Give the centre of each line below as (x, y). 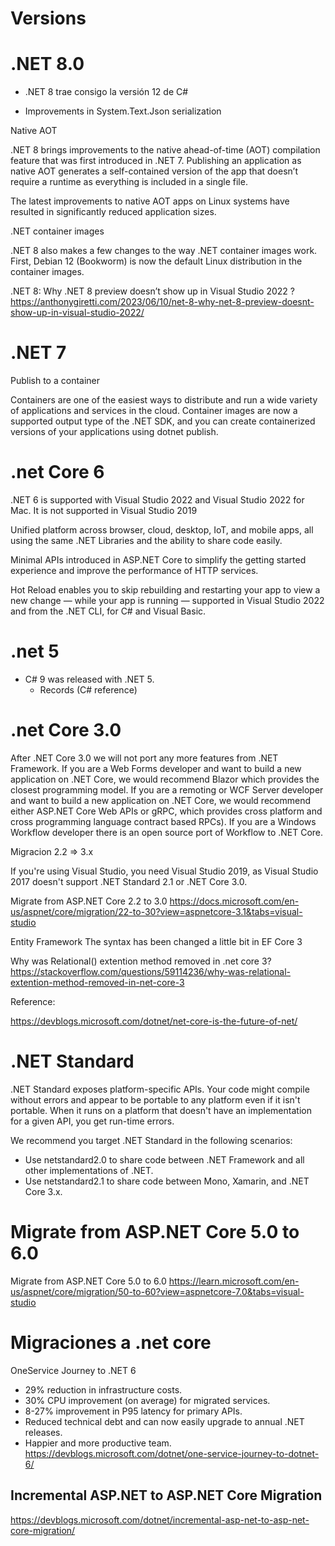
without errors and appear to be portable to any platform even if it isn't (155, 1099)
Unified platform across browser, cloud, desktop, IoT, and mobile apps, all (162, 530)
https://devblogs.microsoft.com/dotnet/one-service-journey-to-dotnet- (172, 1453)
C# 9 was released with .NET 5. (89, 679)
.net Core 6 (57, 472)
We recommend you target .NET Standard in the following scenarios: (151, 1140)
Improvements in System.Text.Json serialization (123, 111)
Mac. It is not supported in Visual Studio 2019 (104, 510)
